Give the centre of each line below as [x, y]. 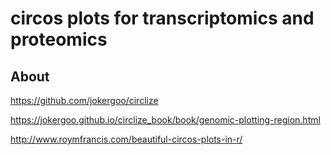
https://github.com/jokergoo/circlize [84, 100]
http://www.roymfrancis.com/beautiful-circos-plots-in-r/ [126, 139]
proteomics [59, 39]
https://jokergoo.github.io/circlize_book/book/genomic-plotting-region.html [165, 120]
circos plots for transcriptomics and [162, 18]
